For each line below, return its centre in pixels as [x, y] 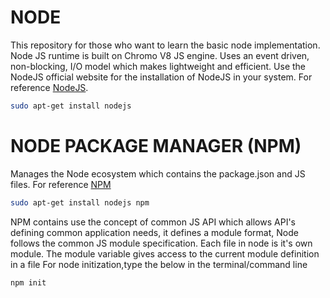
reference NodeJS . [49, 87]
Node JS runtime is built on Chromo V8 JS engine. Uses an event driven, [160, 55]
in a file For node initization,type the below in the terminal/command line [159, 264]
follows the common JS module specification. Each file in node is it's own [161, 243]
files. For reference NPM [61, 184]
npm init [28, 282]
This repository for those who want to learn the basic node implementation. [165, 45]
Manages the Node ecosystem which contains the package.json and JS [158, 173]
